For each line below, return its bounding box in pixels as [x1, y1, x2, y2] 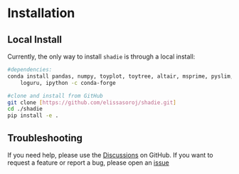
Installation [7, 5, 75, 21]
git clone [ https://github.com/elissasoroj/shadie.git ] [7, 98, 176, 106]
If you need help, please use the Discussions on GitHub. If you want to [7, 150, 213, 159]
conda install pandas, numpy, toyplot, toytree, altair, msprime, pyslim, [7, 73, 234, 80]
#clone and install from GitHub [7, 92, 103, 99]
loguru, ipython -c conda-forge [20, 79, 116, 86]
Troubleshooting [7, 132, 83, 144]
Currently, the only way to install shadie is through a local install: [7, 52, 196, 61]
